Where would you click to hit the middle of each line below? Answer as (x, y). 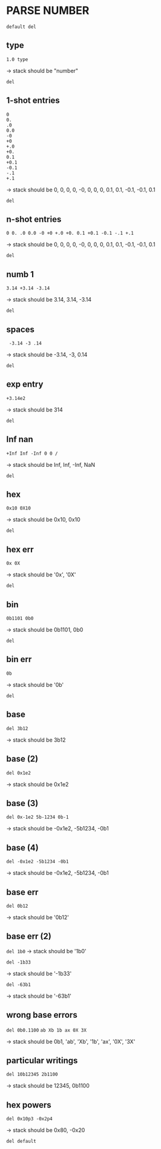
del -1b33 (19, 962)
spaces (21, 329)
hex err (20, 549)
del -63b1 (19, 985)
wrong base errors (42, 1015)
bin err (19, 659)
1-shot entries (33, 101)
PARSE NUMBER (48, 11)
